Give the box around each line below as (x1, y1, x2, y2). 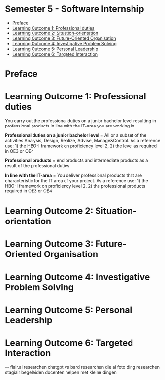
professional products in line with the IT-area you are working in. (5, 123, 136, 129)
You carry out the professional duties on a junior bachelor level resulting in (5, 118, 156, 124)
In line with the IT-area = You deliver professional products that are (5, 172, 142, 178)
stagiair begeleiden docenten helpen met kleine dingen (5, 369, 117, 375)
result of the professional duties (5, 163, 70, 169)
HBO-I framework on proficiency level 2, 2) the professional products (5, 183, 146, 189)
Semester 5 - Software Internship (5, 3, 144, 15)
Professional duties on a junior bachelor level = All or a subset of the (5, 132, 147, 138)
